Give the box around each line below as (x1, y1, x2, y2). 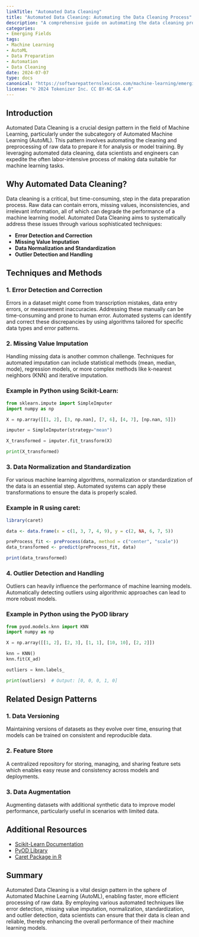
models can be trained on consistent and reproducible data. (6, 732, 152, 739)
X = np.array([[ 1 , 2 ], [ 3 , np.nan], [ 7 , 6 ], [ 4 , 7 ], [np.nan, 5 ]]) (6, 416, 176, 422)
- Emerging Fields (6, 31, 52, 37)
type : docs (6, 75, 33, 81)
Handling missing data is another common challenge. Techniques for (6, 353, 174, 360)
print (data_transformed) (6, 555, 68, 561)
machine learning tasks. (6, 162, 65, 169)
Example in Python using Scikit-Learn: (6, 387, 119, 395)
